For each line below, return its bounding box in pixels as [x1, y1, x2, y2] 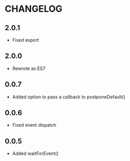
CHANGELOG [5, 3, 62, 15]
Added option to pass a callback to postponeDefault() [12, 94, 126, 100]
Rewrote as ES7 [12, 65, 46, 72]
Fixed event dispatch [12, 122, 57, 128]
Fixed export [12, 37, 39, 43]
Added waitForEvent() [12, 150, 59, 156]
